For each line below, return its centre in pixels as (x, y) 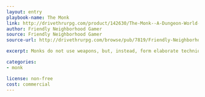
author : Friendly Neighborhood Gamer (54, 29)
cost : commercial (28, 84)
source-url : (21, 40)
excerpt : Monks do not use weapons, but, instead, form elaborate (92, 51)
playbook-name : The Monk (38, 18)
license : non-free (30, 79)
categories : (21, 62)
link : (13, 23)
